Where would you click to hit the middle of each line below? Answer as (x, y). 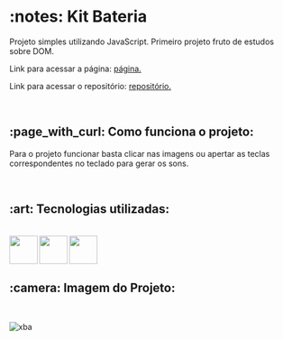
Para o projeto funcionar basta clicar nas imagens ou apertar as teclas (140, 153)
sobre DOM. (32, 51)
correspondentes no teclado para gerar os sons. (99, 163)
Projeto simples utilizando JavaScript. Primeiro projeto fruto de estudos (142, 41)
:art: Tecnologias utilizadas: (89, 209)
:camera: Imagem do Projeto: (92, 287)
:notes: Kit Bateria (78, 17)
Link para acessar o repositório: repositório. (91, 86)
